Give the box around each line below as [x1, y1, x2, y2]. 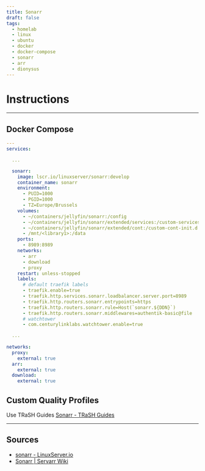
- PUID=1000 [22, 191, 53, 197]
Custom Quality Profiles [6, 395, 99, 406]
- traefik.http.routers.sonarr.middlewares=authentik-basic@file [22, 310, 192, 316]
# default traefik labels [22, 282, 88, 288]
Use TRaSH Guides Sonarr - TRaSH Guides [6, 411, 115, 418]
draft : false [6, 15, 40, 21]
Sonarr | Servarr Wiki [15, 457, 68, 465]
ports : [17, 236, 34, 242]
